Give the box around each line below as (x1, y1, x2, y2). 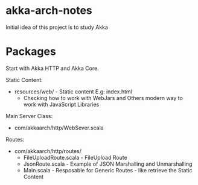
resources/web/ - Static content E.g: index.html (14, 88, 132, 95)
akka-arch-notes (5, 4, 93, 17)
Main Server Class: (5, 112, 53, 119)
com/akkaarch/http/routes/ (14, 147, 82, 154)
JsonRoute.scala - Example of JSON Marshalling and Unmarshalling (23, 160, 193, 168)
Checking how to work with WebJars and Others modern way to (23, 94, 184, 101)
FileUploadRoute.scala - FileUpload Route (23, 154, 127, 161)
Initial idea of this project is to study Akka (5, 24, 108, 31)
